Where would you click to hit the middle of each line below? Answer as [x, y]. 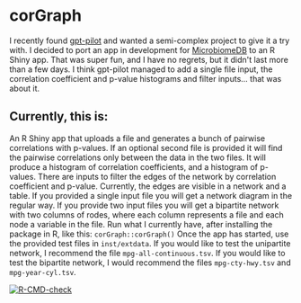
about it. [25, 88]
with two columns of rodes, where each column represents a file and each [147, 214]
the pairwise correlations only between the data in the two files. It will [138, 157]
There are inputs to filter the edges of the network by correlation [157, 176]
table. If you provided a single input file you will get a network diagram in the [151, 195]
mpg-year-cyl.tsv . [43, 272]
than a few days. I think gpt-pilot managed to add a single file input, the [141, 69]
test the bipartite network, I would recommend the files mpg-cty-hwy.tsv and [150, 263]
